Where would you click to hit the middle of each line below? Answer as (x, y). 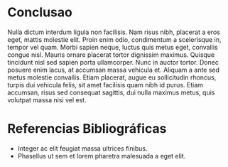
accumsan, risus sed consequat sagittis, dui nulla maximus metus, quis (111, 92)
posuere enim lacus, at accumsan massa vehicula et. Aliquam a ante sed (114, 70)
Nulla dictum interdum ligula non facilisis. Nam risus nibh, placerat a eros (114, 32)
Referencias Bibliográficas (87, 129)
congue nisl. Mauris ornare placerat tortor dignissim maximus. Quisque (111, 55)
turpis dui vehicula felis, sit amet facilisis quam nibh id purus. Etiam (105, 85)
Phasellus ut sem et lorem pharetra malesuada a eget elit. (102, 156)
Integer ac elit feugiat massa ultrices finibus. (82, 148)
